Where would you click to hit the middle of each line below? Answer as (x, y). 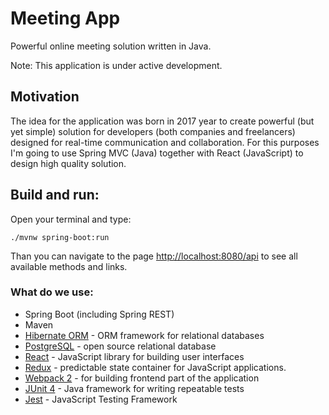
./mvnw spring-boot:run (60, 237)
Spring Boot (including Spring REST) (99, 314)
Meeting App (65, 18)
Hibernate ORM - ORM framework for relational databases (144, 335)
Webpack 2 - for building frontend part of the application (142, 378)
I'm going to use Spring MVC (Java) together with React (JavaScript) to (157, 153)
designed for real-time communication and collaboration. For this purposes (165, 142)
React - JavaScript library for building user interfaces (134, 356)
